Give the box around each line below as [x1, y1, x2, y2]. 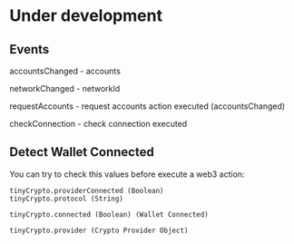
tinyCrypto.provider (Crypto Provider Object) [9, 226, 189, 235]
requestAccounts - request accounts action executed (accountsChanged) [9, 101, 286, 112]
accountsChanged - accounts [9, 65, 121, 76]
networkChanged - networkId [9, 83, 121, 93]
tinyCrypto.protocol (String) [9, 194, 124, 203]
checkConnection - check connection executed [9, 119, 188, 129]
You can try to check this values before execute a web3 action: [9, 169, 245, 180]
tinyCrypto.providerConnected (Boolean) [9, 186, 165, 195]
